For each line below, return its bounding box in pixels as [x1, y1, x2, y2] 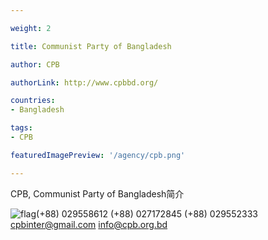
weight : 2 [10, 23, 52, 33]
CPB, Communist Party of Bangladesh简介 [10, 187, 185, 200]
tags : [10, 123, 33, 133]
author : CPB [10, 59, 60, 70]
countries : [10, 96, 56, 106]
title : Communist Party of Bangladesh [10, 41, 172, 51]
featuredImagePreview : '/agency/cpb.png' [10, 150, 186, 160]
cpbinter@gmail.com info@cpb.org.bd [10, 218, 168, 230]
